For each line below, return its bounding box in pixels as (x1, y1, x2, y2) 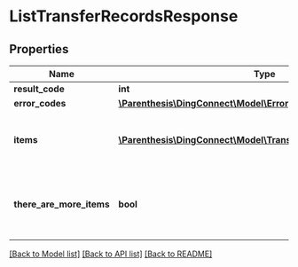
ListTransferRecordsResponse (9, 6, 239, 27)
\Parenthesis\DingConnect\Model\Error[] (118, 98, 295, 109)
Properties (9, 42, 69, 57)
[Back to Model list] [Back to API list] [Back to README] (9, 248, 213, 259)
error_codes (13, 98, 67, 109)
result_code (13, 82, 65, 95)
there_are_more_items (13, 198, 110, 210)
